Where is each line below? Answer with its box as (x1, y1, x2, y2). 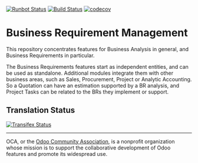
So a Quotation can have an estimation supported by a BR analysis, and (6, 82, 180, 89)
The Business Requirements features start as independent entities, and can (6, 63, 189, 70)
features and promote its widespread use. (6, 150, 108, 157)
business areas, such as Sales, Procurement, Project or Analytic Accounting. (6, 75, 192, 82)
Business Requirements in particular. (6, 52, 95, 59)
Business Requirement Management (6, 26, 188, 39)
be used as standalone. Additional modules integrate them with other (6, 69, 174, 76)
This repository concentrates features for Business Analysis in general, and (6, 45, 189, 52)
